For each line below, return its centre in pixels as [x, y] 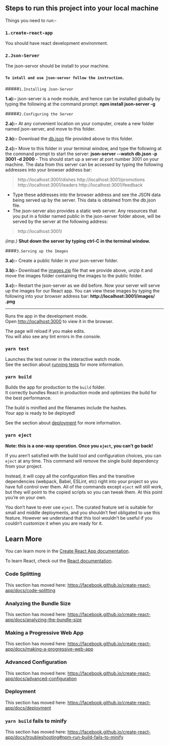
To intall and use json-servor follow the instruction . [65, 77]
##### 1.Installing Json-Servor [39, 89]
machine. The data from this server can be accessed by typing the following [84, 164]
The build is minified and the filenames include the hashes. [66, 408]
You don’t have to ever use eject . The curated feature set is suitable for [79, 507]
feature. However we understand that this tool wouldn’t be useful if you [79, 518]
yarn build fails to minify [36, 721]
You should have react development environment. [57, 43]
